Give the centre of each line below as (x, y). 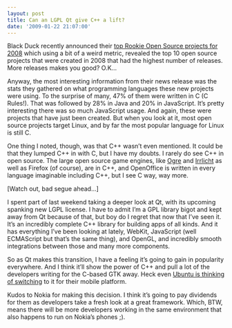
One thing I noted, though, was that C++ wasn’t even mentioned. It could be (115, 146)
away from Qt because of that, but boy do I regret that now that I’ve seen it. (114, 217)
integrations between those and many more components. (89, 247)
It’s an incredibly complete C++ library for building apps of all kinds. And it (113, 224)
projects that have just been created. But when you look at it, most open (109, 118)
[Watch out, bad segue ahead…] (53, 189)
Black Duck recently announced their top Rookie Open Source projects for (113, 46)
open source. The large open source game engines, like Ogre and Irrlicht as (115, 161)
